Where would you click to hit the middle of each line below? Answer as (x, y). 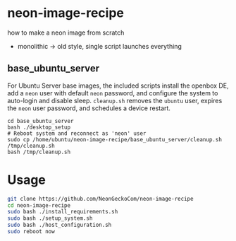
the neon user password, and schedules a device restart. (89, 108)
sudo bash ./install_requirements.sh (63, 212)
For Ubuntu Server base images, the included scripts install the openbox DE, (118, 86)
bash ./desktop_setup (39, 127)
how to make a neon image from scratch (66, 33)
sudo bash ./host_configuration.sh (60, 225)
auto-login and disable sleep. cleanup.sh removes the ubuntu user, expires (115, 100)
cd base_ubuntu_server (41, 121)
